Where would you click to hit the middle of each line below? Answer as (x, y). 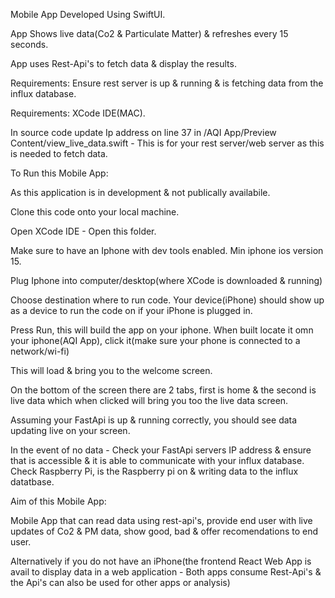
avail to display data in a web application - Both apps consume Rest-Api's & (166, 572)
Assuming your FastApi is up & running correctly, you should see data (154, 420)
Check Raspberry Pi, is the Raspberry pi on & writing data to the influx (154, 471)
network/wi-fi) (40, 351)
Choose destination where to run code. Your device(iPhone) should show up (167, 300)
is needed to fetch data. (59, 153)
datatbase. (32, 482)
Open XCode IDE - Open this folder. (83, 231)
